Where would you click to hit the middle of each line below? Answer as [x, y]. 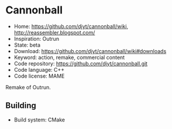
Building [21, 106]
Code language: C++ [39, 69]
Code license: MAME [39, 76]
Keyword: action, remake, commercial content [69, 57]
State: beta [27, 45]
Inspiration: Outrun [37, 39]
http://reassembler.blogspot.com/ [54, 32]
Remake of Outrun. [28, 87]
